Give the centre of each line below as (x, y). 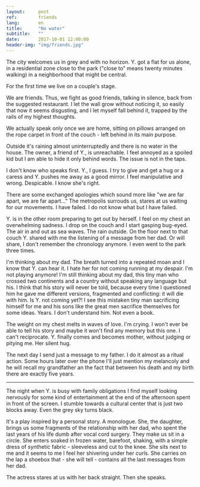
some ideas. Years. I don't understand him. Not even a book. (80, 312)
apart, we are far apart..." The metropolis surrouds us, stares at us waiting (97, 201)
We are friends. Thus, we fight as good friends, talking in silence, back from (99, 97)
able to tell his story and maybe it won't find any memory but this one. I (93, 330)
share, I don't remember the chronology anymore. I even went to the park (96, 244)
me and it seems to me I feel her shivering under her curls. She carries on (96, 453)
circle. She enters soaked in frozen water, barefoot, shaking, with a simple (97, 440)
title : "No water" (36, 28)
